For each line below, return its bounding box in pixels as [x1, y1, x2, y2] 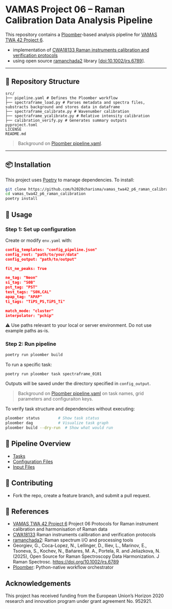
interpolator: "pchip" [5, 313, 54, 318]
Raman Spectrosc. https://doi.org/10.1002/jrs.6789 [12, 559, 119, 565]
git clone [5, 186, 27, 192]
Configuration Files [12, 458, 53, 465]
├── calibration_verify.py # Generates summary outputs [5, 118, 127, 123]
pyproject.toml [5, 122, 38, 128]
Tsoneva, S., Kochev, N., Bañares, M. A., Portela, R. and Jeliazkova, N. [12, 548, 160, 554]
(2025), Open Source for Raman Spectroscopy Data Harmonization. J [12, 553, 160, 559]
